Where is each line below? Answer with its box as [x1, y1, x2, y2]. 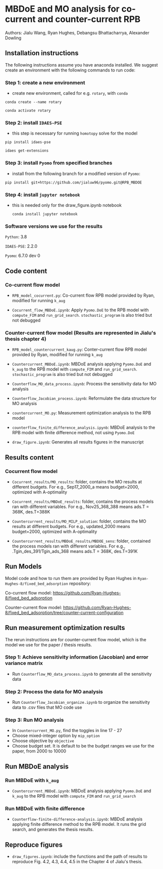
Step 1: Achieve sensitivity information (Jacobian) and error [5, 654, 149, 661]
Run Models [5, 562, 42, 571]
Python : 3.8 [5, 234, 27, 240]
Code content [5, 267, 48, 275]
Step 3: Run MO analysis [5, 716, 64, 723]
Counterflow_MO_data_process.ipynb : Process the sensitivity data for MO [12, 381, 157, 387]
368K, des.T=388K [12, 509, 50, 514]
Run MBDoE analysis [5, 762, 69, 770]
